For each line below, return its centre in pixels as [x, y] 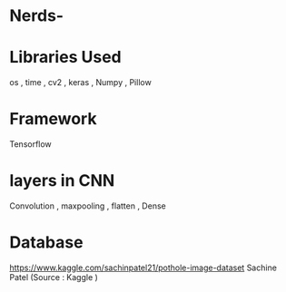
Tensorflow [30, 144]
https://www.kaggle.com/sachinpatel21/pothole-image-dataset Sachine [143, 268]
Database [46, 243]
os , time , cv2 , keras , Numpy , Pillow [80, 83]
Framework [53, 119]
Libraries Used [65, 58]
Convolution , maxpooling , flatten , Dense [88, 206]
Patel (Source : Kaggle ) [54, 277]
